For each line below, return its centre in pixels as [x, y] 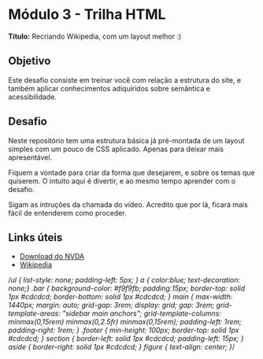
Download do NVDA [52, 257]
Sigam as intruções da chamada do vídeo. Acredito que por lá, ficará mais [128, 204]
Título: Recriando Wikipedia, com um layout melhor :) [95, 36]
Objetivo [30, 61]
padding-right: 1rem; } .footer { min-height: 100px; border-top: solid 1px [124, 330]
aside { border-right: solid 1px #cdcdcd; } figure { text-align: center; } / [122, 347]
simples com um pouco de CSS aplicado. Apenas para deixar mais [116, 149]
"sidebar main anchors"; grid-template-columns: [142, 313]
